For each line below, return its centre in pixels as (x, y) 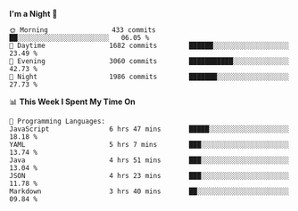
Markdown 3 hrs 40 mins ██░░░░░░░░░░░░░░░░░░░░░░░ (149, 191)
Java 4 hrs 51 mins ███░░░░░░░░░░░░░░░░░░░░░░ (149, 160)
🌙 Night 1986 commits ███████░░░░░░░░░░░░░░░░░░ (149, 77)
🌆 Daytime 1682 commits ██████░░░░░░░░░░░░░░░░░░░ (149, 45)
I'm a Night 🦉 (33, 14)
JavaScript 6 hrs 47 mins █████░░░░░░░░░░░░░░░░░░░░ (149, 129)
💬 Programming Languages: (57, 121)
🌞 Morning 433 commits (83, 30)
